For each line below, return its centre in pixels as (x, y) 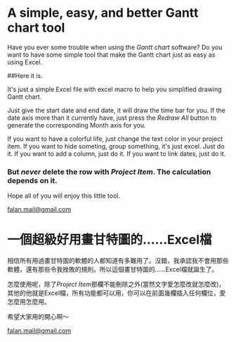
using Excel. (25, 62)
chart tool (36, 28)
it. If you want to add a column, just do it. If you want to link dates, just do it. (117, 153)
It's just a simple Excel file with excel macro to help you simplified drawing (115, 89)
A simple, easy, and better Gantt (103, 13)
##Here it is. (25, 76)
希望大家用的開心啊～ (38, 317)
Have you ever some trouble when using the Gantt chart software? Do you (115, 47)
